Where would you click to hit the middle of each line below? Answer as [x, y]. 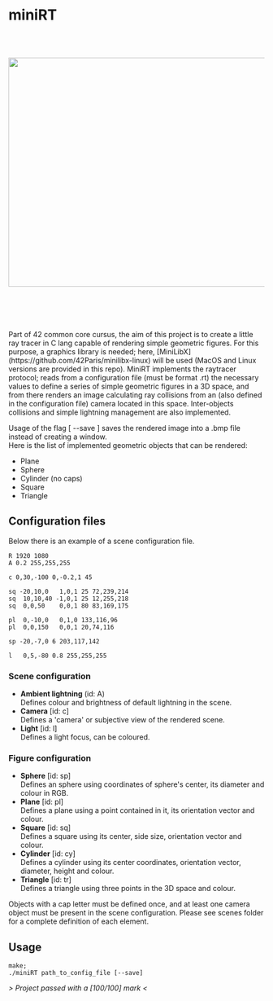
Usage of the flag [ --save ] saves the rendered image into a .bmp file [125, 428]
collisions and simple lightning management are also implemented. [120, 412]
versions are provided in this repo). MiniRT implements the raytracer [123, 369]
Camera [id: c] [44, 711]
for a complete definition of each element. [78, 921]
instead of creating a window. [58, 437]
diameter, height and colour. [67, 871]
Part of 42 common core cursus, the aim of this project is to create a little [131, 334]
